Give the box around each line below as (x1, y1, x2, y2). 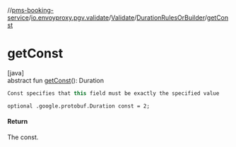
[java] (7, 68, 25, 77)
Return (7, 117, 28, 126)
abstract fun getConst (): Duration (7, 76, 105, 84)
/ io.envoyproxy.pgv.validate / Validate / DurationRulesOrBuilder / (28, 13, 207, 22)
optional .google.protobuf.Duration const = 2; (7, 102, 151, 110)
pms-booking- (11, 6, 54, 14)
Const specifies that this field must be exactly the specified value (7, 89, 220, 97)
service (7, 13, 30, 22)
